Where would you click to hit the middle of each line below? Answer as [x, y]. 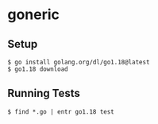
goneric [34, 15]
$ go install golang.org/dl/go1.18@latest [79, 62]
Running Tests [44, 93]
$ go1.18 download [38, 69]
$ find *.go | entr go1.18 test [61, 112]
